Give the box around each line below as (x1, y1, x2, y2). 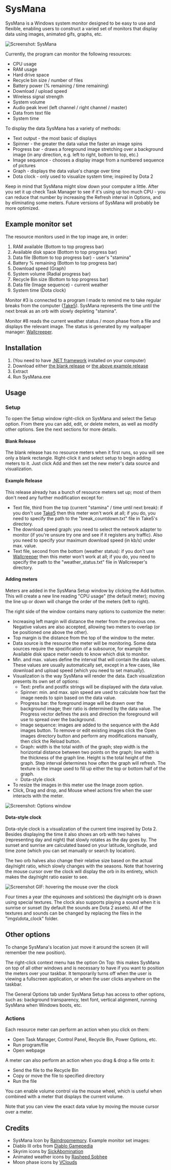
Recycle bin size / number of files (12, 77, 83, 83)
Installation (5, 344, 42, 352)
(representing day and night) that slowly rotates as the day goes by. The (5, 837, 157, 843)
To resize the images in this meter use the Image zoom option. (12, 782, 144, 788)
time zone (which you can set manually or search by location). (5, 847, 136, 854)
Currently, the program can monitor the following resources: (5, 51, 132, 57)
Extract (12, 368, 28, 374)
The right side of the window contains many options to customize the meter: (5, 608, 166, 614)
